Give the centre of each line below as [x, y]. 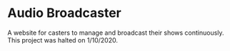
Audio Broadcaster [64, 13]
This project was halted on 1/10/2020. [62, 40]
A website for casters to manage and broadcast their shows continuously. [116, 33]
